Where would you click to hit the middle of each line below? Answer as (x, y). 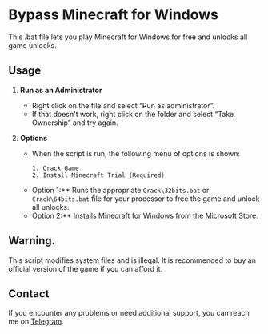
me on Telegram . (36, 321)
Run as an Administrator (61, 90)
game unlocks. (33, 45)
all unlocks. (50, 207)
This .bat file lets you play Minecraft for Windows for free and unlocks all (128, 37)
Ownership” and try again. (75, 123)
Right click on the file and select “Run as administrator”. (123, 105)
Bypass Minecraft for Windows (113, 15)
